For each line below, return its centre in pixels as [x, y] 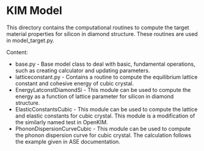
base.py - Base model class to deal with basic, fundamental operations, [105, 64]
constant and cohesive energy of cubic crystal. [75, 83]
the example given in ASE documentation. [68, 141]
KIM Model [34, 11]
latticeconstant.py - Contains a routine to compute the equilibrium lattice [106, 77]
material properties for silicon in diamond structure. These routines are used [102, 33]
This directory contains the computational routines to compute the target [98, 27]
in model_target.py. [31, 40]
